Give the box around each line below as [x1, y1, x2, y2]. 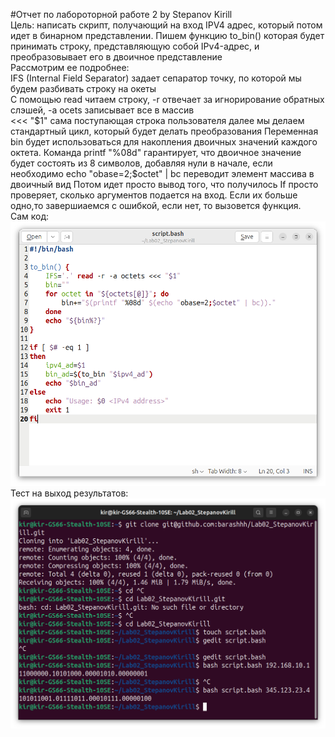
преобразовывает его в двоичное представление [10, 51, 223, 63]
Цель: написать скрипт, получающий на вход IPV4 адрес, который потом [10, 19, 323, 31]
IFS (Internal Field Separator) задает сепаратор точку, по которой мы [10, 72, 302, 84]
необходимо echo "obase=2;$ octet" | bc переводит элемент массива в [10, 168, 315, 179]
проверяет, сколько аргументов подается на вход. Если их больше [10, 189, 298, 201]
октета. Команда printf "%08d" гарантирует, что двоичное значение [10, 147, 302, 158]
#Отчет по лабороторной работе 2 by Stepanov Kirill [10, 9, 233, 20]
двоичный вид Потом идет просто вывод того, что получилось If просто [10, 179, 319, 190]
